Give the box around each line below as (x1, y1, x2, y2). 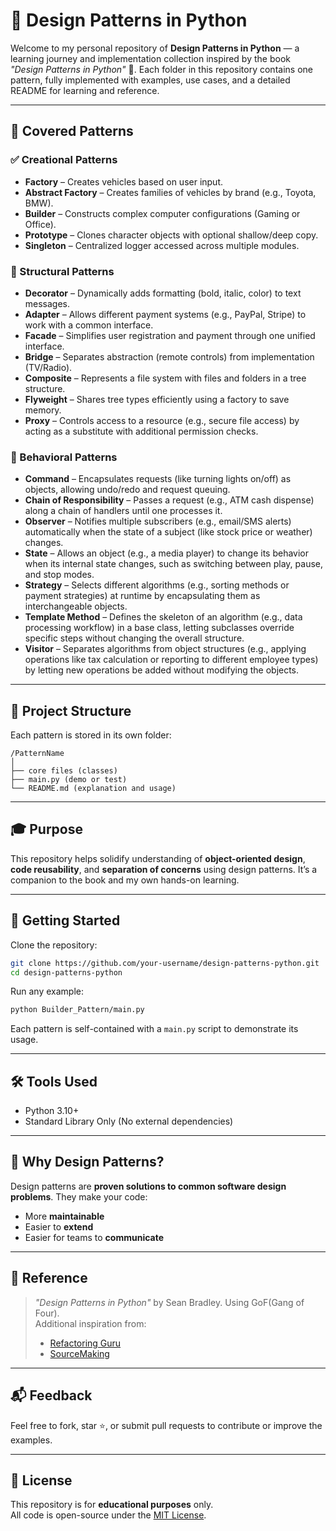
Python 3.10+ (24, 1105, 80, 1117)
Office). (24, 218, 57, 230)
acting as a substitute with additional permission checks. (24, 425, 259, 437)
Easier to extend (24, 1220, 94, 1233)
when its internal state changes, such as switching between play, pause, (24, 558, 323, 570)
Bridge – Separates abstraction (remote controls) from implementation (24, 350, 315, 363)
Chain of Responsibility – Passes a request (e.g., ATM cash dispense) (24, 494, 315, 506)
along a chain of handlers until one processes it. (24, 505, 223, 517)
